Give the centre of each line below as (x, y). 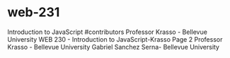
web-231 (34, 12)
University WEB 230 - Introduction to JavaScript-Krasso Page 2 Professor (115, 39)
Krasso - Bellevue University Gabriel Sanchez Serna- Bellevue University (113, 47)
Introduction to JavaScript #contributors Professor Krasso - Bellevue (107, 32)
